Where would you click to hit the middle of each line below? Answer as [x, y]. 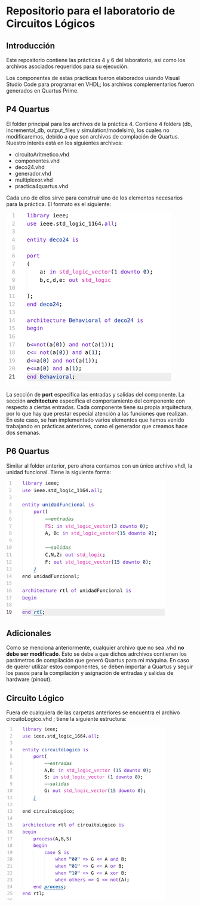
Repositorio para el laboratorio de [91, 11]
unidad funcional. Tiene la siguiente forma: [59, 472]
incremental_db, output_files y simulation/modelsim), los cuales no [88, 130]
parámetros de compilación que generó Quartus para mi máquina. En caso [98, 661]
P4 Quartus [28, 110]
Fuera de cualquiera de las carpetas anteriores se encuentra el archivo [93, 712]
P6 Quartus [28, 451]
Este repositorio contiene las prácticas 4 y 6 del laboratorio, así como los [96, 60]
